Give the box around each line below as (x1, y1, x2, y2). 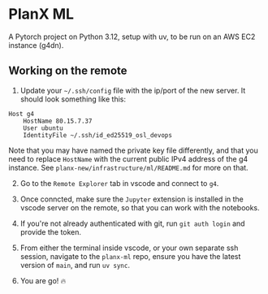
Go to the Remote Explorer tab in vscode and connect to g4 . (19, 178, 219, 188)
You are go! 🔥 (19, 275, 67, 285)
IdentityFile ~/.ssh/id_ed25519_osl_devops (23, 131, 173, 139)
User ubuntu (23, 123, 63, 132)
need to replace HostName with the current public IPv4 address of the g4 (8, 153, 249, 163)
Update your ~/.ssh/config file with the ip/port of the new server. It (19, 85, 246, 95)
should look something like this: (19, 94, 127, 104)
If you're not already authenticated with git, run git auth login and (19, 218, 245, 228)
